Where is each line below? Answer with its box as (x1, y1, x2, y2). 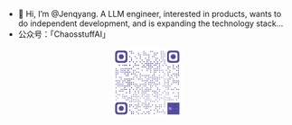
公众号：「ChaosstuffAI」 (17, 29, 110, 40)
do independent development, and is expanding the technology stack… (17, 18, 284, 29)
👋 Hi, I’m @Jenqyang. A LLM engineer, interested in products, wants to (17, 9, 282, 19)
